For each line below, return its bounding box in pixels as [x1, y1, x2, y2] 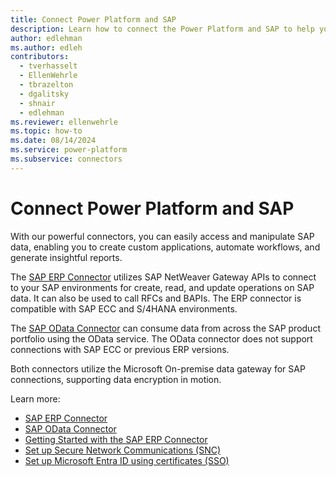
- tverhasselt [19, 61, 78, 71]
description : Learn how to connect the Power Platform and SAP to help [10, 24, 315, 34]
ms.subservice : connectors [10, 154, 123, 164]
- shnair [19, 98, 56, 108]
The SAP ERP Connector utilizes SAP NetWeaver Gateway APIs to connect [10, 271, 317, 283]
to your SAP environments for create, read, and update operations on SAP [10, 281, 315, 293]
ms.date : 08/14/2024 [10, 136, 97, 146]
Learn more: [10, 392, 61, 405]
